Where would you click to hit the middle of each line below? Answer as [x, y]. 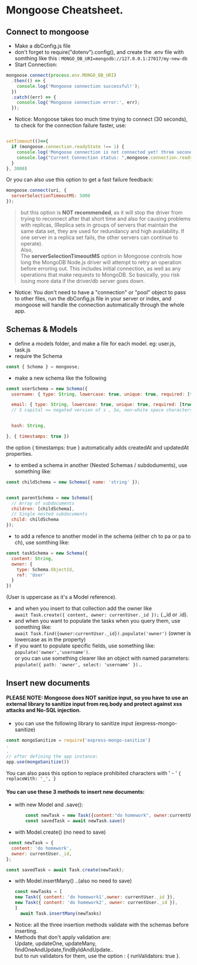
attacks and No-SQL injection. [43, 710]
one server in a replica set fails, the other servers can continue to [99, 237]
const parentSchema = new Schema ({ [50, 498]
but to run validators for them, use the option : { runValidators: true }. [97, 956]
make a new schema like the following [60, 378]
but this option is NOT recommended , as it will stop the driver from [101, 212]
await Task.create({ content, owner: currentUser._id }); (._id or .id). [101, 615]
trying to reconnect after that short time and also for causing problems [106, 219]
